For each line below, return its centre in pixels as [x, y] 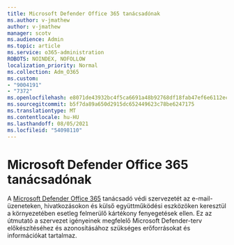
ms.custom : [23, 78]
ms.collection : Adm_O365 [43, 72]
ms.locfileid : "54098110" [45, 130]
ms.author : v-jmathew [39, 20]
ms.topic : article [34, 46]
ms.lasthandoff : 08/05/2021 [48, 124]
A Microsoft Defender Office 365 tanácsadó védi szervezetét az [99, 198]
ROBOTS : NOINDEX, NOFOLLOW [46, 59]
